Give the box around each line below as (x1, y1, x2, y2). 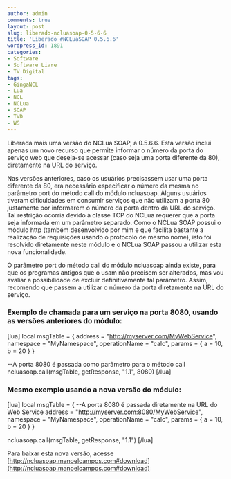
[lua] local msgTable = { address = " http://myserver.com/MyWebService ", (7, 332, 217, 340)
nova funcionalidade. (7, 247, 67, 256)
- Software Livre (7, 62, 57, 69)
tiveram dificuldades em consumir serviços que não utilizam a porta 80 (7, 196, 210, 204)
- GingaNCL (7, 81, 39, 88)
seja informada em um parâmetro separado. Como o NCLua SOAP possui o (7, 218, 221, 226)
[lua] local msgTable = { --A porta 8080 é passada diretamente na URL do (7, 401, 218, 409)
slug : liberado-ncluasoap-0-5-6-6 (7, 29, 107, 37)
